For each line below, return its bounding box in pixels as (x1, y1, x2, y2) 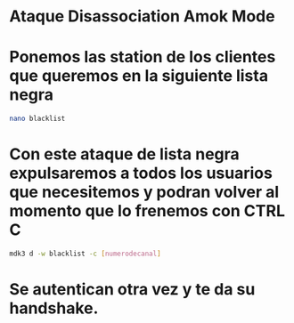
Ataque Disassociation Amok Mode (9, 6, 275, 27)
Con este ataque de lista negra (9, 144, 241, 165)
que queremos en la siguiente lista (9, 66, 269, 86)
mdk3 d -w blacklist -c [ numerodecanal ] (9, 249, 162, 258)
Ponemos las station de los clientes (9, 47, 276, 68)
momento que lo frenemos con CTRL (9, 201, 285, 222)
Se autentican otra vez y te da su (9, 279, 256, 299)
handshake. (9, 298, 99, 318)
